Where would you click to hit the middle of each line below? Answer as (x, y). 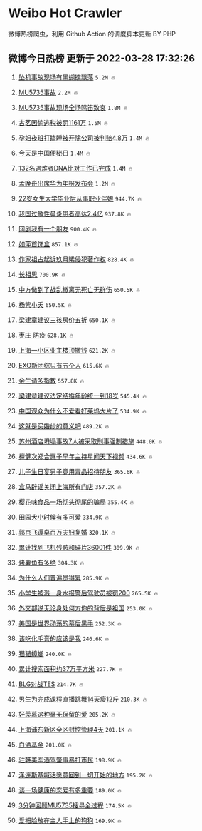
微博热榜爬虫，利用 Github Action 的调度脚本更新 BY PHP (92, 34)
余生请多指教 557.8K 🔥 (51, 381)
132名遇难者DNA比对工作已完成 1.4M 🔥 (75, 168)
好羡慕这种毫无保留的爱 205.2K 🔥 (67, 714)
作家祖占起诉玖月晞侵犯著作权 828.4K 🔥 (76, 259)
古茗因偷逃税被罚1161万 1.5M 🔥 (63, 122)
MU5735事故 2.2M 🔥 (48, 92)
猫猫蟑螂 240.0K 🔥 (45, 653)
